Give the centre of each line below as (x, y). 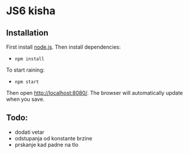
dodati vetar (29, 132)
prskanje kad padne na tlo (47, 145)
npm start (27, 82)
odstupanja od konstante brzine (54, 138)
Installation (27, 33)
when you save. (25, 99)
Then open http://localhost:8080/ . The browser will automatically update (95, 93)
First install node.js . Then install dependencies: (64, 47)
